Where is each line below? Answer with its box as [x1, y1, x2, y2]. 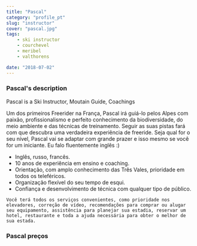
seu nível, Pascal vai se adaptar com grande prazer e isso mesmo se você [6, 135, 189, 142]
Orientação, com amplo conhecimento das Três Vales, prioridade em [14, 166, 184, 173]
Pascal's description [6, 84, 68, 93]
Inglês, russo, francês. [14, 153, 71, 160]
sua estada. [6, 218, 36, 224]
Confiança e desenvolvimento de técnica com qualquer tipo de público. [14, 185, 192, 192]
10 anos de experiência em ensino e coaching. [14, 159, 130, 167]
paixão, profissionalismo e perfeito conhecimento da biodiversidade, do [6, 115, 183, 123]
